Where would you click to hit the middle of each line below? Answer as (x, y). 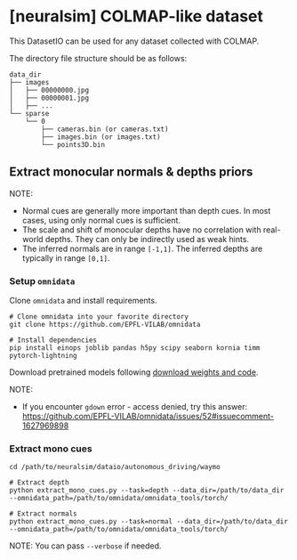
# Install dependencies (53, 340)
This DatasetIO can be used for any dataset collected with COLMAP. (134, 41)
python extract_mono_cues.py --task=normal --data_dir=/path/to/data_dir (149, 522)
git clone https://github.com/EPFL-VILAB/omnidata (105, 325)
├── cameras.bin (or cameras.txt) (105, 129)
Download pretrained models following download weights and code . (134, 372)
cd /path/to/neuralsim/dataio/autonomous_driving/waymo (115, 467)
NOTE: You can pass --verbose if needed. (85, 546)
